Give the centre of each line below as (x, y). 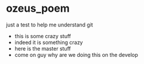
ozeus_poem (38, 9)
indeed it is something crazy (49, 42)
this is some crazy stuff (43, 36)
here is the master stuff (43, 48)
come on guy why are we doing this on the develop (76, 55)
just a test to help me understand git (50, 25)
